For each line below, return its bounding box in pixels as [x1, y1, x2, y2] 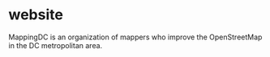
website [8, 6, 63, 24]
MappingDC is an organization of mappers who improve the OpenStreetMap [8, 32, 263, 42]
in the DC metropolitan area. [8, 40, 103, 50]
